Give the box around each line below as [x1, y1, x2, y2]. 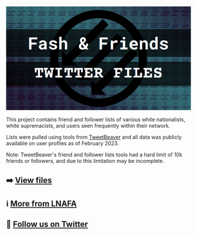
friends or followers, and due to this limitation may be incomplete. [6, 158, 164, 165]
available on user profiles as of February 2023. [6, 140, 119, 147]
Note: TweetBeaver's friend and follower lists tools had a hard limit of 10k [6, 151, 183, 158]
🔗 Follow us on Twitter [6, 219, 89, 229]
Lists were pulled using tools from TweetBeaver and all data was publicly [6, 134, 182, 141]
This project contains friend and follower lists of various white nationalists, [6, 116, 186, 123]
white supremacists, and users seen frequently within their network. [6, 122, 171, 130]
